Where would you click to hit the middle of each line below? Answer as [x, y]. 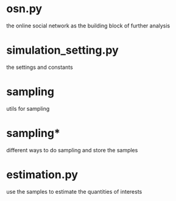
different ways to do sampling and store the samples [72, 150]
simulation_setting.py [62, 50]
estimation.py [42, 175]
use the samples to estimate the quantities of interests [74, 191]
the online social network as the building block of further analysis [88, 26]
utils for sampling [28, 108]
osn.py [24, 9]
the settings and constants [40, 67]
